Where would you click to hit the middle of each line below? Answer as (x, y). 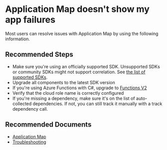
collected (22, 104)
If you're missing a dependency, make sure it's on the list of (74, 98)
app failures (30, 20)
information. (18, 39)
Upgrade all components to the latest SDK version (64, 82)
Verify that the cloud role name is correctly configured (68, 93)
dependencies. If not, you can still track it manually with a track (97, 104)
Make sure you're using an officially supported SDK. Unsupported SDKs (86, 66)
